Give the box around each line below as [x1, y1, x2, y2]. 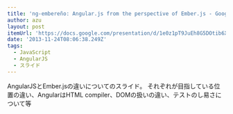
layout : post [7, 23, 45, 30]
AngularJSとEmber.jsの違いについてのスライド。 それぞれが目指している [7, 81, 214, 90]
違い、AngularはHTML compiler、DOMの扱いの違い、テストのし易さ [19, 90, 216, 99]
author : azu [7, 17, 42, 24]
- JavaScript [13, 49, 51, 56]
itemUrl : [7, 29, 33, 37]
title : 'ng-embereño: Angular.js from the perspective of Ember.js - [7, 10, 213, 17]
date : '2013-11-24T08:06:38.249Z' [7, 36, 107, 43]
